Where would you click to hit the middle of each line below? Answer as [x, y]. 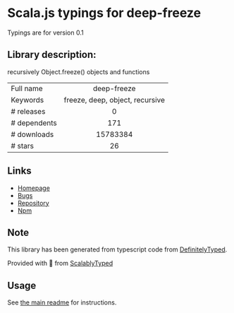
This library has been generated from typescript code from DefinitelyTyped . [117, 249]
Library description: [52, 55]
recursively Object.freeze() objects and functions [79, 71]
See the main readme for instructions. [62, 302]
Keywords [27, 100]
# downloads [32, 134]
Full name [27, 88]
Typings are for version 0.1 [45, 33]
